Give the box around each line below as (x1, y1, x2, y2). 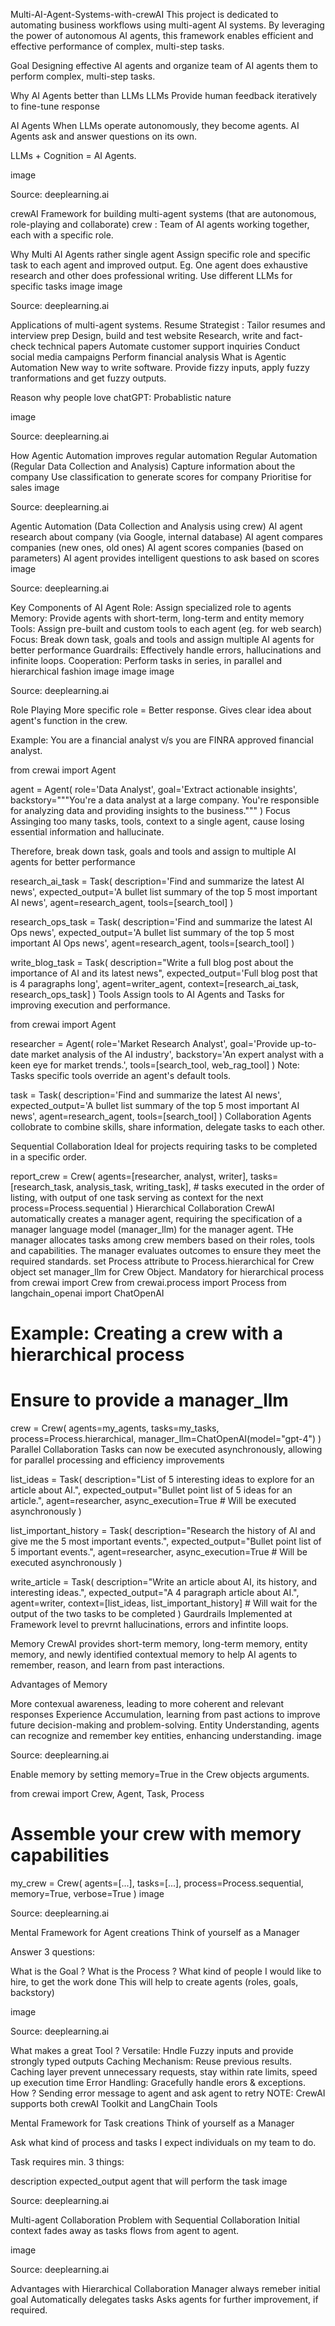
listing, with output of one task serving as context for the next (10, 1192, 264, 1203)
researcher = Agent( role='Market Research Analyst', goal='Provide (10, 1038, 288, 1049)
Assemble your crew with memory (10, 1823, 302, 1846)
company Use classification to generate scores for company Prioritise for (10, 471, 312, 483)
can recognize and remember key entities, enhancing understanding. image (10, 1730, 322, 1742)
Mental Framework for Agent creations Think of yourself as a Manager (10, 1927, 300, 1939)
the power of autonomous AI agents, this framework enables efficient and (10, 30, 314, 41)
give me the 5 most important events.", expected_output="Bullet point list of (10, 1535, 322, 1548)
